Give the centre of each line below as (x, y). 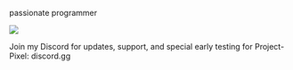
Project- (269, 47)
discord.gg (51, 56)
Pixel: (19, 56)
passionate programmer (53, 13)
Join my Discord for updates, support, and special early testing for (131, 47)
